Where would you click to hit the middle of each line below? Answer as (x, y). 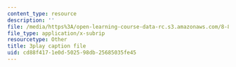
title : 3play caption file (47, 46)
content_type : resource (42, 14)
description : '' (31, 20)
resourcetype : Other (38, 40)
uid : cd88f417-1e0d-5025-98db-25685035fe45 (72, 53)
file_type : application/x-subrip (56, 33)
